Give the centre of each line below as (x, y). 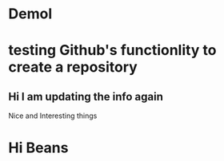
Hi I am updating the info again (86, 96)
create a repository (73, 67)
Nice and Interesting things (53, 116)
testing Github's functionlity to (113, 51)
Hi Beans (38, 148)
